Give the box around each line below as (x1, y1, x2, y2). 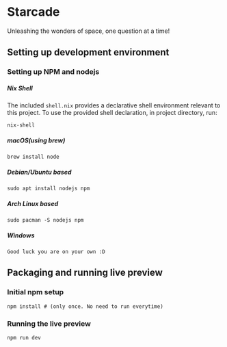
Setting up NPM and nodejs (7, 67, 100, 77)
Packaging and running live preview (7, 267, 163, 279)
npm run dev (7, 335, 41, 342)
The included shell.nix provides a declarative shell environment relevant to (7, 101, 221, 110)
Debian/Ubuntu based (7, 168, 72, 176)
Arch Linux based (7, 199, 59, 207)
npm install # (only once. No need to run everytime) (7, 303, 164, 310)
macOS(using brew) (7, 136, 66, 144)
